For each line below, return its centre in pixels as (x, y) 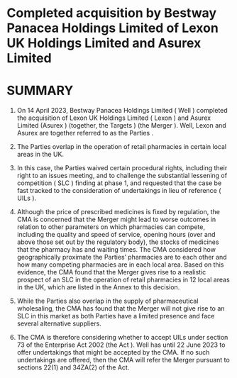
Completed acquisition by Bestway (112, 13)
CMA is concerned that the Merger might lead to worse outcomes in (116, 219)
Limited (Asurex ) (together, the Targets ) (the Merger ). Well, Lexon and (121, 126)
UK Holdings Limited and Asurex (104, 43)
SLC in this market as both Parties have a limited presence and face (116, 316)
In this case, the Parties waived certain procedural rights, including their (122, 168)
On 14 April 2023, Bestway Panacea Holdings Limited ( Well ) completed (122, 111)
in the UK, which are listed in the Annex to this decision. (98, 287)
